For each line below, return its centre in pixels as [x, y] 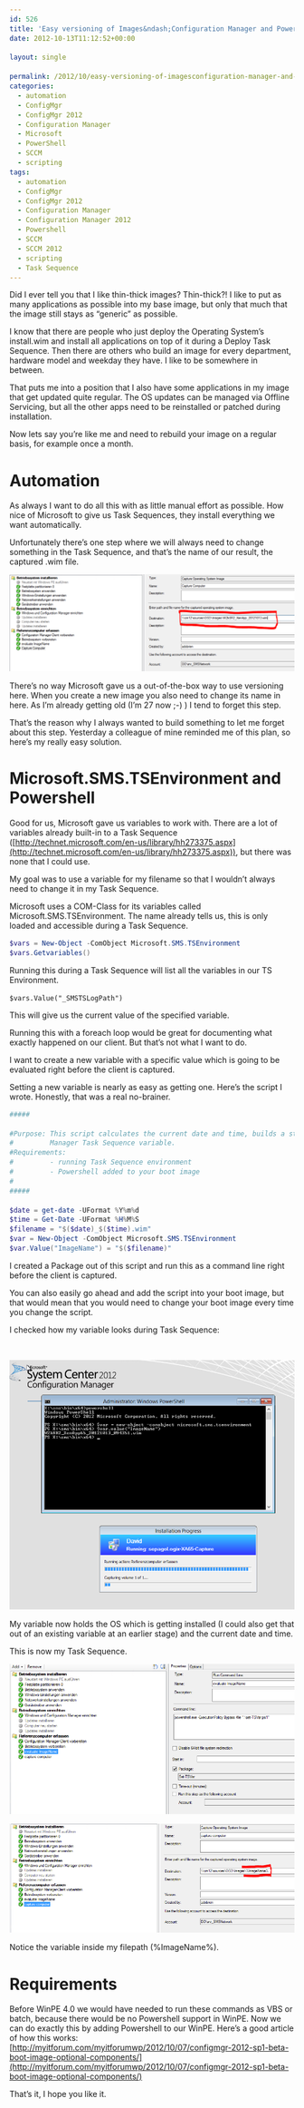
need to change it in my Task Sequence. [84, 889]
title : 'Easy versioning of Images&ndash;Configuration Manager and [141, 29]
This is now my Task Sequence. [68, 1652]
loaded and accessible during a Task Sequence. [99, 926]
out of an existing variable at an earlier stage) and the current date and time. [152, 1634]
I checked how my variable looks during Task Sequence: [114, 1330]
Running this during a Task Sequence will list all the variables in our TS [141, 970]
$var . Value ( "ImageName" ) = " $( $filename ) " [90, 1249]
